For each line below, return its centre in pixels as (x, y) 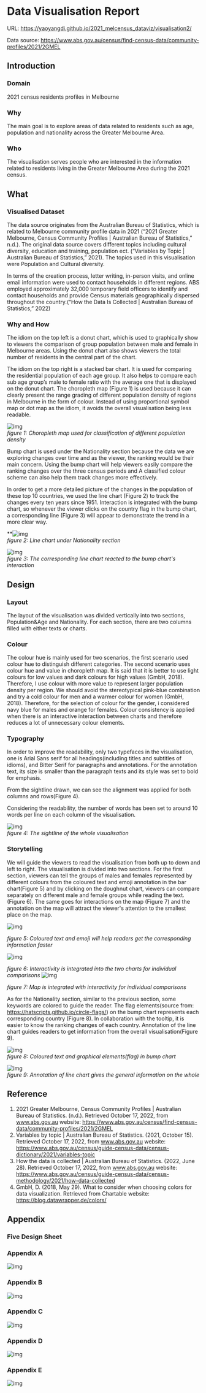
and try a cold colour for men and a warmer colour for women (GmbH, (96, 696)
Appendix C (25, 1311)
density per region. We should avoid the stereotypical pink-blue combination (104, 690)
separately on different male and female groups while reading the (90, 895)
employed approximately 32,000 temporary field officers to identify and (97, 289)
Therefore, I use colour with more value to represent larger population (95, 684)
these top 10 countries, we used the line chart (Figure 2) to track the (93, 496)
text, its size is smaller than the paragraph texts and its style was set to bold (103, 771)
